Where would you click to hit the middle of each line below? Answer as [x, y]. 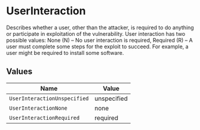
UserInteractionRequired [44, 118]
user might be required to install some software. [65, 52]
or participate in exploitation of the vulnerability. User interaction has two [96, 33]
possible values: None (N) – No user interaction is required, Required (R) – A [99, 40]
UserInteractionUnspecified [49, 98]
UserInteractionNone [38, 108]
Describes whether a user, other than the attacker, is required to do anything [100, 27]
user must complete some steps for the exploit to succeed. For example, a [98, 47]
